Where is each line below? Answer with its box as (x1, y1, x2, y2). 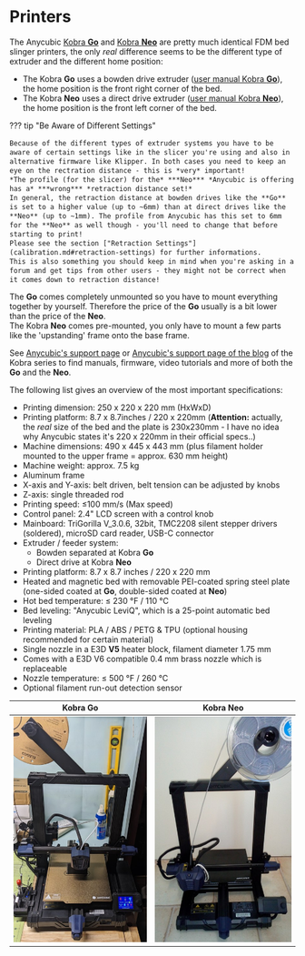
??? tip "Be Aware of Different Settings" (9, 120, 156, 131)
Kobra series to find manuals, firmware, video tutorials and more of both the (9, 357, 293, 367)
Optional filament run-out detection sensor (22, 682, 183, 693)
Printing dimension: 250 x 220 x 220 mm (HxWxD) (22, 402, 212, 413)
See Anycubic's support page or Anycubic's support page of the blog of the (9, 347, 293, 358)
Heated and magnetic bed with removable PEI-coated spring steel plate (22, 576, 290, 587)
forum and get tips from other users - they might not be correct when (9, 266, 286, 275)
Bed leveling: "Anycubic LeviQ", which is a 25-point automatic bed (22, 605, 271, 616)
